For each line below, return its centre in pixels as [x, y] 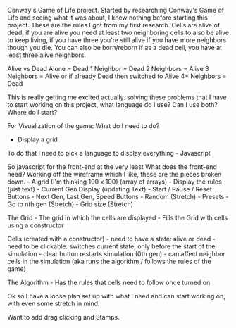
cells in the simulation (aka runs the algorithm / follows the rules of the [109, 261]
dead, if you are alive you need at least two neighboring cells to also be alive [118, 32]
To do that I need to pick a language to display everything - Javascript [109, 153]
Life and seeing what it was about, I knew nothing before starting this [107, 18]
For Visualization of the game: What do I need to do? [83, 126]
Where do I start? [32, 112]
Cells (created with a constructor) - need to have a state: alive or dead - [112, 239]
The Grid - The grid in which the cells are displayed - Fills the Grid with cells [118, 218]
